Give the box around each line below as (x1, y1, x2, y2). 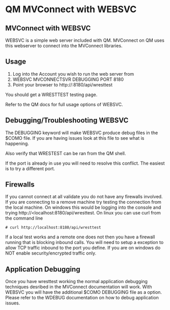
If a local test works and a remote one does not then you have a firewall (5, 234, 155, 240)
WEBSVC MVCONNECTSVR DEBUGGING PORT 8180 (12, 76, 124, 82)
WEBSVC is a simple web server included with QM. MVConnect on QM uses (5, 37, 164, 43)
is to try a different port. (5, 165, 55, 171)
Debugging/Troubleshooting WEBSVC (5, 116, 129, 125)
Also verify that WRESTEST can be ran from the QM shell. (5, 150, 126, 156)
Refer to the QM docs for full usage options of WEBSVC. (5, 101, 123, 107)
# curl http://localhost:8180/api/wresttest (5, 225, 101, 230)
